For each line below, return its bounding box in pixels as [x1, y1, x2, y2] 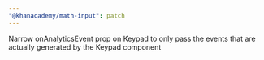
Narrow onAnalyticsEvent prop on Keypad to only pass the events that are [8, 34, 256, 43]
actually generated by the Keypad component [8, 42, 162, 52]
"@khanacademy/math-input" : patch [8, 11, 126, 20]
